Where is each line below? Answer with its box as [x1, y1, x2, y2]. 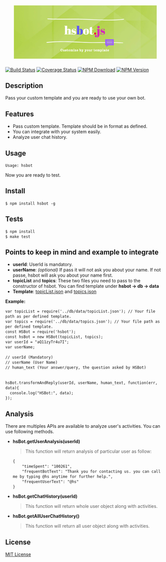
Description [5, 81, 43, 90]
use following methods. [5, 429, 54, 435]
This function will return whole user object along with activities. [25, 503, 158, 509]
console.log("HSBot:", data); [10, 390, 74, 396]
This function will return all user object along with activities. [25, 523, 150, 529]
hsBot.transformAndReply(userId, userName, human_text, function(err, [5, 380, 158, 385]
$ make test [5, 234, 30, 239]
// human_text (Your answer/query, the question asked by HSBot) [5, 365, 146, 370]
